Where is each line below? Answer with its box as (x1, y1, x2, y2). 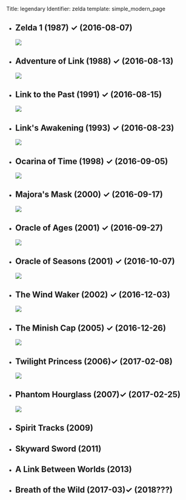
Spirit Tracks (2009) (15, 423, 94, 433)
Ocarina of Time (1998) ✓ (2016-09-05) (15, 156, 168, 166)
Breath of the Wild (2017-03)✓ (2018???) (15, 485, 173, 495)
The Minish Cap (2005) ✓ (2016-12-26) (15, 323, 167, 333)
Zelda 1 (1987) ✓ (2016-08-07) (15, 22, 133, 33)
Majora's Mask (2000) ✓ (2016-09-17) (15, 190, 164, 200)
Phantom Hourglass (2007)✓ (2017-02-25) (15, 389, 181, 400)
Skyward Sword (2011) (15, 443, 102, 454)
